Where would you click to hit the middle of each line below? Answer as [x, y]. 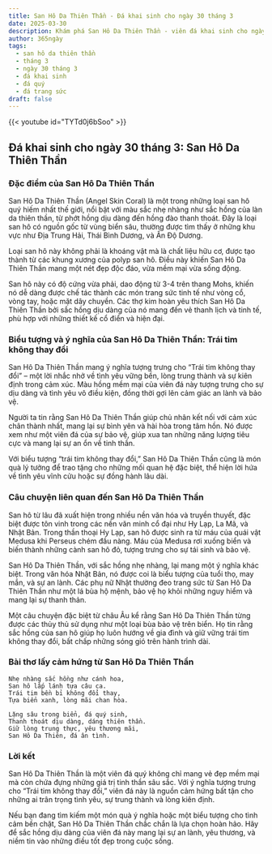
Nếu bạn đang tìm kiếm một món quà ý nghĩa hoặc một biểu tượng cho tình [133, 815]
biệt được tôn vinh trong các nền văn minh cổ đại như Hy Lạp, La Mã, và [128, 523]
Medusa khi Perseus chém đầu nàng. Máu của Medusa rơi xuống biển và [130, 541]
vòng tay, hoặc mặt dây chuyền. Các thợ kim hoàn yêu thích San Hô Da [127, 301]
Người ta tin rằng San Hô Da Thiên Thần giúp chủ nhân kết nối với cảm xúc [133, 418]
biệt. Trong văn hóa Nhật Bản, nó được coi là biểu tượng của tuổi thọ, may [131, 573]
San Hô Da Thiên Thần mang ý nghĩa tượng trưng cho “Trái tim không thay [132, 367]
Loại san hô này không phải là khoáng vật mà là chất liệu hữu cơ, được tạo [132, 251]
